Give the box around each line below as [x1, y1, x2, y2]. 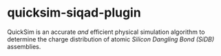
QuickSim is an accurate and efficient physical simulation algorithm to [7, 28, 205, 36]
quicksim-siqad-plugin [7, 5, 141, 21]
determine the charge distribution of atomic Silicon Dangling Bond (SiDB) [7, 35, 215, 43]
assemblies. [7, 42, 41, 50]
